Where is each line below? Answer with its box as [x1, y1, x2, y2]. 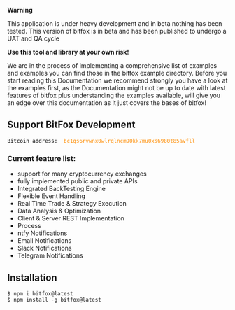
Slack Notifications [17, 244, 72, 253]
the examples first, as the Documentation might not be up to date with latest [7, 84, 226, 92]
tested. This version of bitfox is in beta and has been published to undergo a [7, 27, 227, 35]
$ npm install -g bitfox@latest [7, 296, 101, 303]
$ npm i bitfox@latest [7, 290, 73, 297]
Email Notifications [17, 237, 72, 245]
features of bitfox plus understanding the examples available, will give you [7, 91, 221, 99]
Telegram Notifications [17, 251, 83, 260]
